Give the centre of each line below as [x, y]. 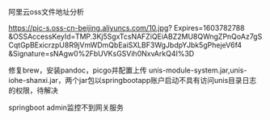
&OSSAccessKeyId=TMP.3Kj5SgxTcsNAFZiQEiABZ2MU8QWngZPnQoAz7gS [135, 36]
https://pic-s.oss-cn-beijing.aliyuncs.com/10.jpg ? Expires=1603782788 [127, 28]
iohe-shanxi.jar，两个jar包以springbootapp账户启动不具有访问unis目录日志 [133, 80]
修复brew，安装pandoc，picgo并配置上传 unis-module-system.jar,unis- [128, 70]
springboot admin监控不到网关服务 [66, 108]
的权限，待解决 [33, 90]
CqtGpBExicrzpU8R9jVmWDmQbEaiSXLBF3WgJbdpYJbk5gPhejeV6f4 [125, 45]
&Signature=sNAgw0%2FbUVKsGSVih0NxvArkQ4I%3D [101, 54]
